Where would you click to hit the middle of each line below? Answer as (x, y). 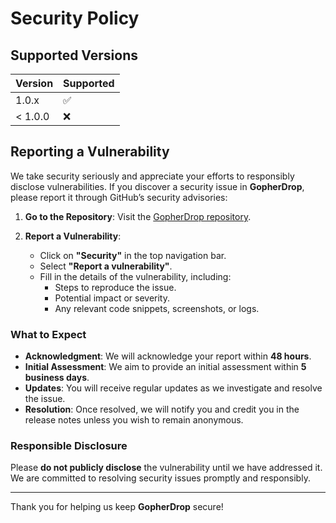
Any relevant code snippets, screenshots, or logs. (157, 308)
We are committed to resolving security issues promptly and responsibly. (160, 478)
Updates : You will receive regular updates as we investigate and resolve (173, 388)
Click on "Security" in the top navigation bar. (133, 255)
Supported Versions (74, 55)
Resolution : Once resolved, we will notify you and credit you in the (162, 409)
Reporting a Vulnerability (90, 152)
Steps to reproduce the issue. (115, 287)
